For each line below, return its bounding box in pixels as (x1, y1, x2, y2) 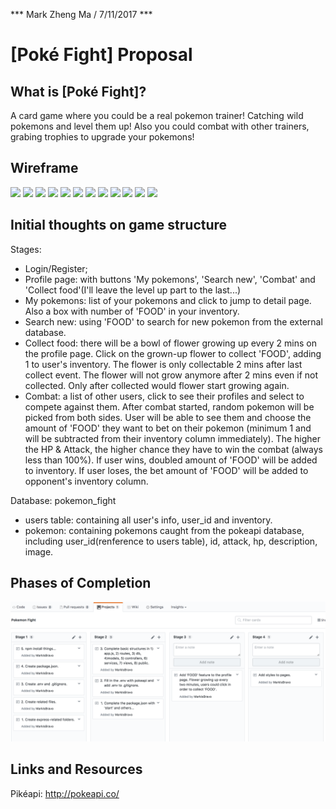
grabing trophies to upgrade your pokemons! (10, 131, 195, 143)
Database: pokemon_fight (10, 494, 117, 506)
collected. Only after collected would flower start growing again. (24, 379, 290, 391)
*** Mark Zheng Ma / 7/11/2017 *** (10, 9, 153, 20)
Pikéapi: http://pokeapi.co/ (10, 787, 120, 799)
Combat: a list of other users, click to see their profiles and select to (24, 390, 305, 402)
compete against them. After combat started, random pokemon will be (24, 400, 315, 413)
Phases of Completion (10, 575, 152, 592)
